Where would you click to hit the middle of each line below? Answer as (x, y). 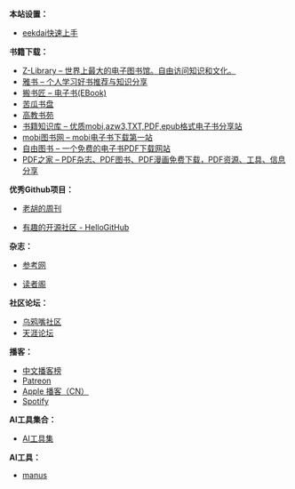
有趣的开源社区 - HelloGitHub (76, 227)
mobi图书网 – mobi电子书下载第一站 (87, 137)
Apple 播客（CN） (55, 391)
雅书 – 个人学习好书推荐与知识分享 (85, 82)
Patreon (36, 381)
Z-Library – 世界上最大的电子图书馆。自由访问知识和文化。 (129, 71)
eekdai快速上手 (50, 33)
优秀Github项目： (41, 189)
